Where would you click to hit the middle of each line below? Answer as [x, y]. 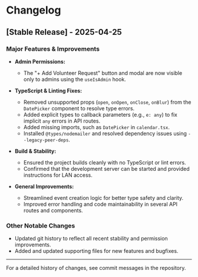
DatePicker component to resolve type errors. [79, 108]
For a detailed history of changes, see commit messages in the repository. [96, 268]
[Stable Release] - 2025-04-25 [64, 32]
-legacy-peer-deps [46, 140]
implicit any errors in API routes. [62, 121]
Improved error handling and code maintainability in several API [100, 204]
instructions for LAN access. [58, 175]
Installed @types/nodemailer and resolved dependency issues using [105, 133]
